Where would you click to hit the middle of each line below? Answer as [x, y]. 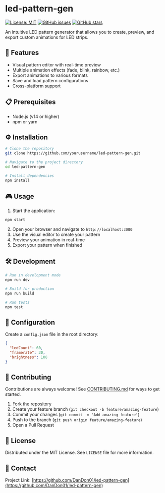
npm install [17, 180]
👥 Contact [21, 468]
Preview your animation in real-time [49, 240]
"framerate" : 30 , [27, 352]
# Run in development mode [33, 275]
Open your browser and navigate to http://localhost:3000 [72, 229]
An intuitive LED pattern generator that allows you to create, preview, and [80, 32]
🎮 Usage [20, 196]
